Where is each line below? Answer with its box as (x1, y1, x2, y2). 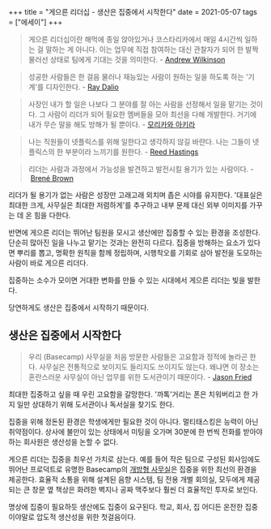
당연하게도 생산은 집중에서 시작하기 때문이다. (8, 303, 150, 312)
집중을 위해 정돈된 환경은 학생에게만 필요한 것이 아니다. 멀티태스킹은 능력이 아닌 (8, 416, 259, 426)
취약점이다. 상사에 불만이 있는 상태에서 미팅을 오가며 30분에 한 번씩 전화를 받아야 (8, 427, 263, 437)
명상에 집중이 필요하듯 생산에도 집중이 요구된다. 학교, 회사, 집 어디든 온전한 (8, 501, 243, 511)
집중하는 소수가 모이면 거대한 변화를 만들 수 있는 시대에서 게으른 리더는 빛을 (8, 275, 246, 285)
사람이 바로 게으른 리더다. (8, 258, 89, 268)
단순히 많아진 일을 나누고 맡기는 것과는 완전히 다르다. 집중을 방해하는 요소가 (8, 238, 246, 247)
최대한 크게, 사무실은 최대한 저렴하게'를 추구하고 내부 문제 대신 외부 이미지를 (8, 200, 248, 209)
